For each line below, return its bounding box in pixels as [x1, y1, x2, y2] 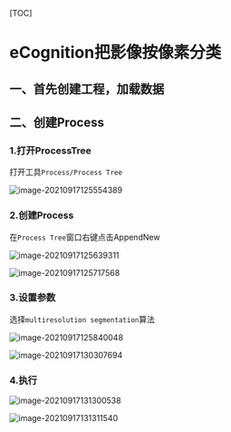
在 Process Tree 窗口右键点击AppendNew [9, 231, 160, 242]
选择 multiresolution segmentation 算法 [9, 313, 156, 325]
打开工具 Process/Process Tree [9, 167, 123, 178]
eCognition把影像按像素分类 [9, 43, 222, 63]
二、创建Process [9, 114, 104, 130]
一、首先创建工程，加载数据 [9, 81, 165, 96]
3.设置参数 [9, 291, 56, 304]
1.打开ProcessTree [9, 144, 92, 157]
